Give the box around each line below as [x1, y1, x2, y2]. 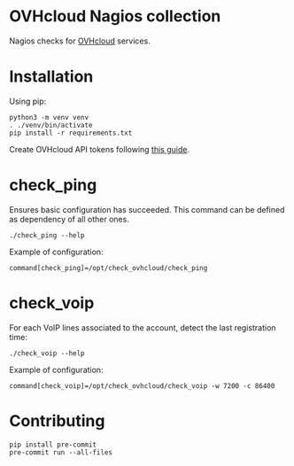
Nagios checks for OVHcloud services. [9, 35, 151, 46]
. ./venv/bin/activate [9, 120, 93, 129]
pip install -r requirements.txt [9, 128, 133, 137]
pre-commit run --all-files [9, 447, 113, 457]
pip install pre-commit [9, 440, 97, 449]
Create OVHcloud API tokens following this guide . [9, 144, 190, 154]
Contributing [9, 410, 105, 431]
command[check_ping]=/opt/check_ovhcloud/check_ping [9, 263, 208, 272]
